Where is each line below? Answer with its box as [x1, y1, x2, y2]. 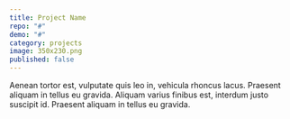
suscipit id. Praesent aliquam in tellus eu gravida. [9, 99, 191, 109]
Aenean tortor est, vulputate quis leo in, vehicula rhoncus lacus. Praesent [9, 80, 281, 90]
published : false [9, 55, 75, 64]
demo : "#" [9, 30, 47, 39]
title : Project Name [9, 13, 87, 23]
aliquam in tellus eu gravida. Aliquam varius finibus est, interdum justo [9, 89, 268, 100]
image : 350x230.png [9, 47, 83, 56]
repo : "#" [9, 22, 47, 31]
